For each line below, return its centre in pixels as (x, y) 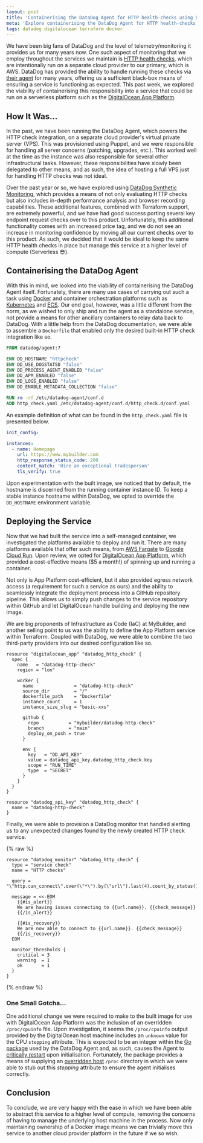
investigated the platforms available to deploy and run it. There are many (96, 542)
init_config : (23, 432)
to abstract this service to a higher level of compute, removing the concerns (101, 1114)
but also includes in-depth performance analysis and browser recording (96, 201)
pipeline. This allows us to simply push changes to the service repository (97, 599)
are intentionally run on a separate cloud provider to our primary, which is (98, 65)
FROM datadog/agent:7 (34, 348)
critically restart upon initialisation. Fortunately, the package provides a (95, 1054)
